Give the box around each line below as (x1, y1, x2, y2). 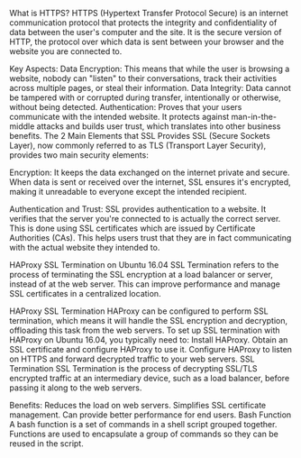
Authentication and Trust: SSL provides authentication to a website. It (9, 204, 267, 215)
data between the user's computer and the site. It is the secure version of (9, 27, 282, 37)
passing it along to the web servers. (9, 382, 142, 393)
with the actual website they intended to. (9, 243, 160, 252)
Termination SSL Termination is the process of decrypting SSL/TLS (9, 363, 259, 373)
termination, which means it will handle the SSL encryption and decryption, (9, 316, 288, 325)
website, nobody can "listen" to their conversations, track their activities (9, 73, 278, 84)
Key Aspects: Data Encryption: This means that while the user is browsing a (9, 63, 290, 74)
